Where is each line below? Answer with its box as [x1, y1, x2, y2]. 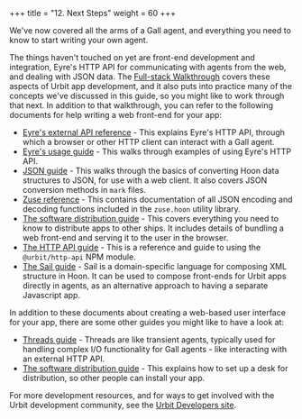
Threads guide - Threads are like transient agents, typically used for [22, 334, 276, 345]
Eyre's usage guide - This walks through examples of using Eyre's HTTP [22, 146, 291, 157]
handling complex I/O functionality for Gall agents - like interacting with [22, 344, 288, 354]
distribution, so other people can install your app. [22, 373, 206, 383]
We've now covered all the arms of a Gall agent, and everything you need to [9, 25, 291, 35]
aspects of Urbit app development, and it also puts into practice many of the [9, 81, 293, 91]
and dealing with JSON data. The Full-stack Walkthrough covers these [9, 71, 270, 82]
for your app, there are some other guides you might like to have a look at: [9, 317, 285, 327]
